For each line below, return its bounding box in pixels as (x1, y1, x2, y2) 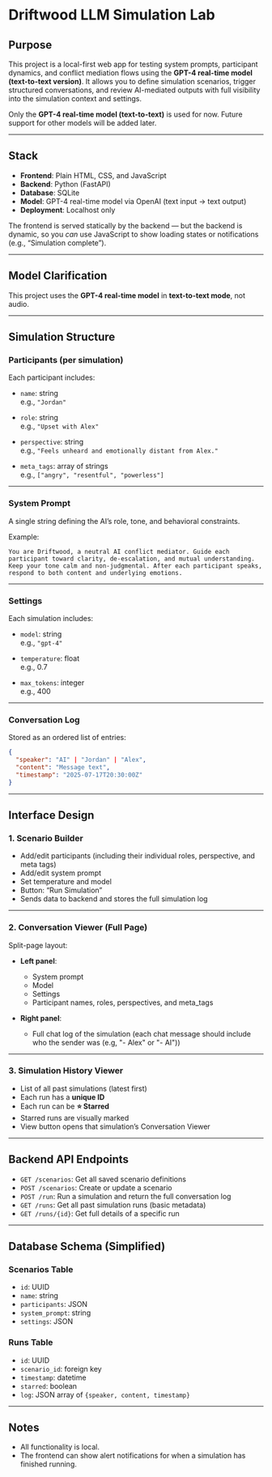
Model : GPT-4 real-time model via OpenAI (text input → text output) (19, 196, 247, 206)
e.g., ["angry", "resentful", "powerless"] (19, 470, 164, 479)
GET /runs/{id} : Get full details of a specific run (19, 1208, 180, 1218)
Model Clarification (8, 269, 108, 283)
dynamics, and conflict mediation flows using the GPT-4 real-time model (8, 68, 253, 78)
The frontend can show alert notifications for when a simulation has (19, 1451, 246, 1461)
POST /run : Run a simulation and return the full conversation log (19, 1191, 232, 1201)
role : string (19, 413, 59, 423)
